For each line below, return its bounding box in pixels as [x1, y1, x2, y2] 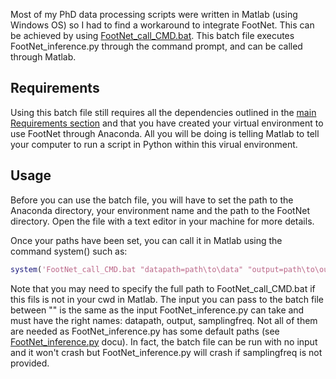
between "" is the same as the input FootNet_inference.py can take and [10, 304, 305, 316]
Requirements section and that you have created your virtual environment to [10, 117, 324, 129]
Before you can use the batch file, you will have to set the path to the [10, 194, 294, 206]
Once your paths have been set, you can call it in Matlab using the [10, 234, 283, 246]
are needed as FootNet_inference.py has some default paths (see [10, 325, 280, 337]
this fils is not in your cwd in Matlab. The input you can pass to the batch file [10, 293, 325, 305]
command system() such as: [10, 245, 128, 257]
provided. [10, 357, 50, 369]
